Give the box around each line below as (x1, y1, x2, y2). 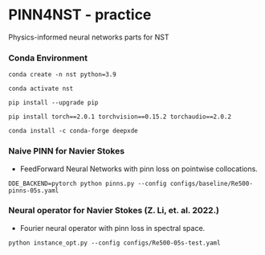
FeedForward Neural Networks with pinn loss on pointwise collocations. (19, 163, 259, 174)
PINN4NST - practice (8, 6, 152, 24)
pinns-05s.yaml (8, 187, 59, 195)
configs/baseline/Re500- (169, 179, 253, 187)
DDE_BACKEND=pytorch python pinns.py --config (8, 179, 167, 187)
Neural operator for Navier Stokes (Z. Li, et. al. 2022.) (8, 205, 219, 216)
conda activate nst (8, 84, 74, 93)
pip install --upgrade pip (8, 99, 99, 107)
